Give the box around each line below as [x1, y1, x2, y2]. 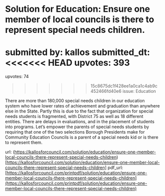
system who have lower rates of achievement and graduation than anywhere [5, 103, 160, 109]
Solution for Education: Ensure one [5, 3, 150, 15]
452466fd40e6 [90, 88, 122, 94]
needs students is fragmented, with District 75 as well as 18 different [5, 113, 143, 119]
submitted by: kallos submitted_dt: [5, 47, 150, 58]
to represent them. [5, 140, 43, 145]
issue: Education [122, 88, 156, 94]
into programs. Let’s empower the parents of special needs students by [5, 124, 149, 130]
